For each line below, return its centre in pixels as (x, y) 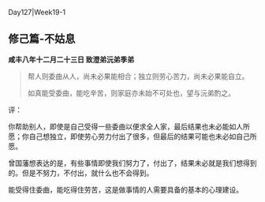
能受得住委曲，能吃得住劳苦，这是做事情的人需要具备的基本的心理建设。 (125, 189)
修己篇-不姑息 (42, 39)
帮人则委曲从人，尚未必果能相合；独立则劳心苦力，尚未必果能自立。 (138, 76)
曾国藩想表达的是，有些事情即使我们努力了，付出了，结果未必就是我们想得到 (132, 163)
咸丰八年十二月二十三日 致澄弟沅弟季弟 (71, 59)
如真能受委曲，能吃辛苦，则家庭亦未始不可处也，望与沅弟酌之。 (131, 93)
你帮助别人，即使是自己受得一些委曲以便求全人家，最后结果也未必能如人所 (129, 126)
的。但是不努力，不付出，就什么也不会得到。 (81, 173)
